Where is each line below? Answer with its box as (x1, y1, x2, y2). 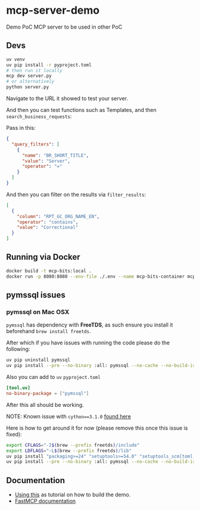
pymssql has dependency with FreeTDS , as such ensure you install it (6, 321, 173, 328)
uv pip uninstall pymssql (6, 357, 70, 363)
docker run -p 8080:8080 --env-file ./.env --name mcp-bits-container (6, 273, 185, 279)
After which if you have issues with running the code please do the (6, 339, 170, 346)
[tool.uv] (6, 385, 31, 391)
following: (6, 346, 30, 353)
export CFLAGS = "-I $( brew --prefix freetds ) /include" (6, 442, 140, 448)
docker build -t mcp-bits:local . (6, 268, 92, 274)
